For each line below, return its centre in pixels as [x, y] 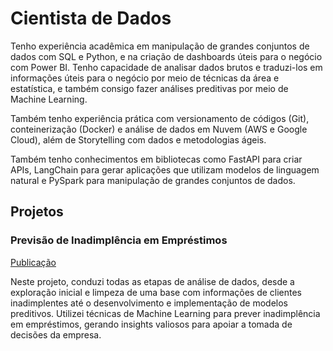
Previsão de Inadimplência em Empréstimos [119, 240]
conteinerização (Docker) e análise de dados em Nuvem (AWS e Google [159, 129]
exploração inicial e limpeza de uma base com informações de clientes [156, 292]
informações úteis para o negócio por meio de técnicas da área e [145, 78]
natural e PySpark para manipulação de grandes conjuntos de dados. [153, 180]
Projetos [37, 212]
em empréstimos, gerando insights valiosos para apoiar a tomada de [151, 324]
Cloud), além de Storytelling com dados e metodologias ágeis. [138, 139]
